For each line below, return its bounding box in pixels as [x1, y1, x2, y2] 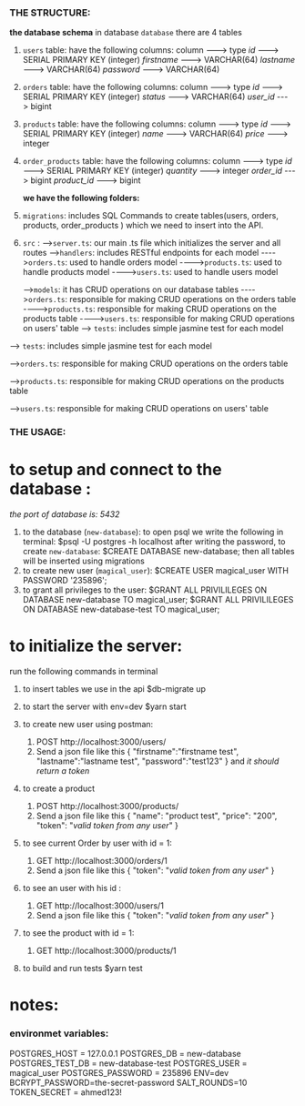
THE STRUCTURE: [9, 6, 91, 19]
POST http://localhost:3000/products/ [36, 801, 179, 812]
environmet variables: [9, 1027, 109, 1040]
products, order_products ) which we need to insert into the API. [22, 220, 264, 231]
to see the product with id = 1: [22, 928, 135, 939]
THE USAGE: [9, 426, 66, 439]
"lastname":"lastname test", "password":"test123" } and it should [36, 756, 280, 766]
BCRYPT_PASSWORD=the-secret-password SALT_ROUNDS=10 [9, 1077, 248, 1088]
